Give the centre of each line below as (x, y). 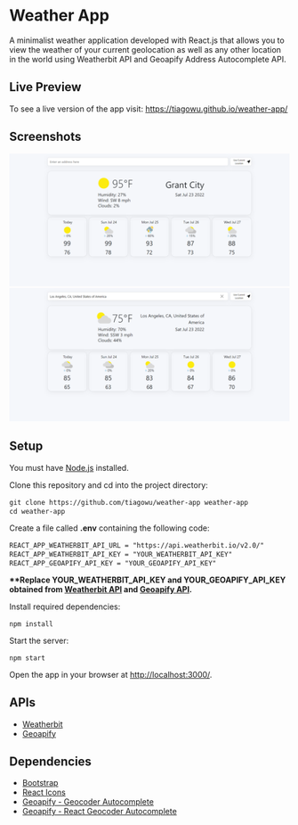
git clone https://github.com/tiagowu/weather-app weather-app (129, 502)
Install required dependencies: (65, 606)
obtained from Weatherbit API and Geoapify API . (101, 589)
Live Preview (45, 87)
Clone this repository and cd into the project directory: (109, 485)
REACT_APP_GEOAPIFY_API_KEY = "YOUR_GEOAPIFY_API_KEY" (113, 563)
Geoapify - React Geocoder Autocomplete (100, 812)
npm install (31, 624)
